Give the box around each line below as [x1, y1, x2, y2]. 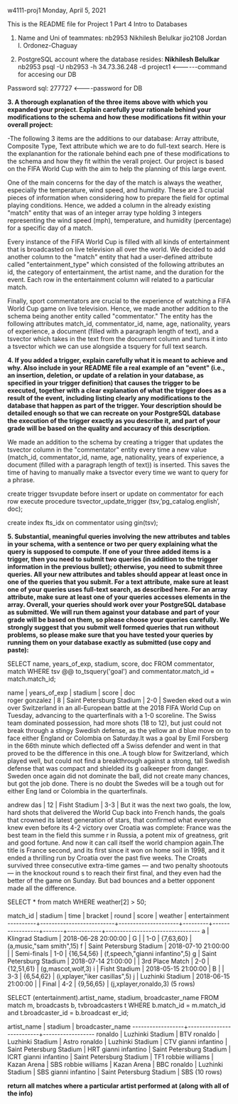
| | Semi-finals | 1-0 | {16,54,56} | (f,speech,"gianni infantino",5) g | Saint [7, 949, 217, 957]
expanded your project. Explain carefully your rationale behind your [7, 105, 212, 113]
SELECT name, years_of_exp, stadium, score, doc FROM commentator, [7, 660, 215, 668]
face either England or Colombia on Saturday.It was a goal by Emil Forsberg [7, 734, 229, 742]
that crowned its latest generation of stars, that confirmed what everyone [7, 816, 222, 824]
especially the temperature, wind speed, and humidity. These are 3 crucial [7, 186, 225, 194]
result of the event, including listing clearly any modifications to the [7, 394, 212, 402]
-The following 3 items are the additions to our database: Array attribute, [7, 135, 219, 142]
